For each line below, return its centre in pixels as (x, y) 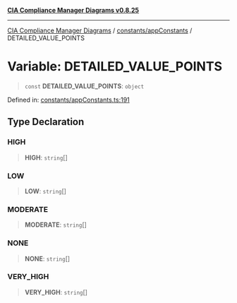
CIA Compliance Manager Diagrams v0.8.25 (73, 10)
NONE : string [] (47, 259)
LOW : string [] (45, 191)
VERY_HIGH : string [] (56, 292)
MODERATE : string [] (55, 225)
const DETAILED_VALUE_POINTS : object (84, 86)
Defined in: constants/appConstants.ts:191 (69, 100)
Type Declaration (46, 122)
